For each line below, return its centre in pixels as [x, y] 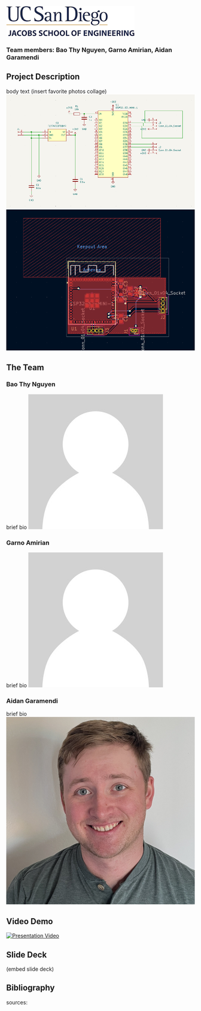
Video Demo [30, 921]
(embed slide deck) [30, 969]
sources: [17, 1002]
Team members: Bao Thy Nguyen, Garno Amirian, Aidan [89, 50]
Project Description [43, 77]
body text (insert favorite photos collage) [57, 91]
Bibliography [31, 988]
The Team [25, 367]
